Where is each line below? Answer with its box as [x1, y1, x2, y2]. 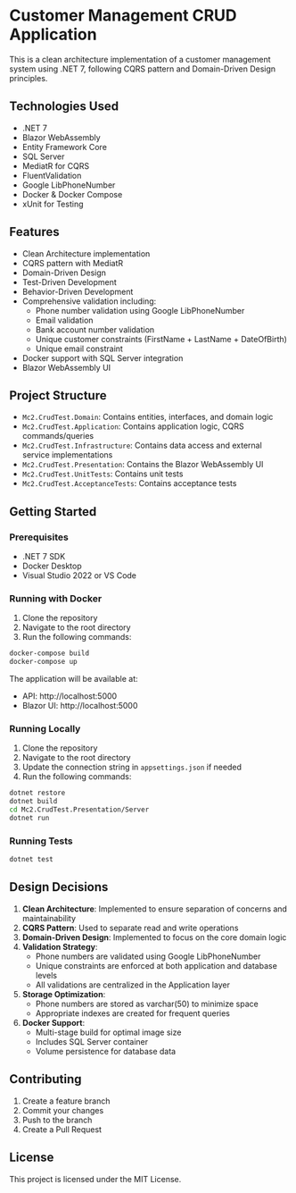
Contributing [9, 1071, 82, 1087]
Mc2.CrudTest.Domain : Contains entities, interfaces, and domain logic [21, 412, 274, 423]
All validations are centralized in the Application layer [35, 979, 230, 990]
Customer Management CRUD [9, 5, 238, 26]
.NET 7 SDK [21, 551, 66, 562]
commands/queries [21, 431, 95, 441]
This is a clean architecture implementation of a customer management [9, 54, 271, 64]
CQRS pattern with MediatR [21, 257, 123, 268]
